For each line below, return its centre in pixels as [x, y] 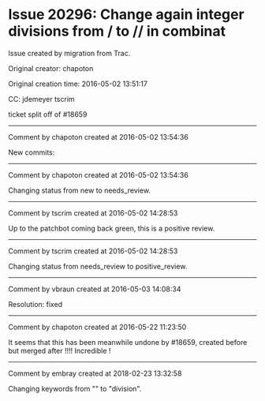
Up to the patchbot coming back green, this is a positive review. [112, 228]
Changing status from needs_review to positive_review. [98, 266]
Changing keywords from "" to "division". [75, 388]
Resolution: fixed [35, 304]
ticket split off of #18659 [48, 114]
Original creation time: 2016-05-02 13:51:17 [78, 84]
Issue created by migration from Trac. [69, 53]
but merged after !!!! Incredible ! [60, 350]
